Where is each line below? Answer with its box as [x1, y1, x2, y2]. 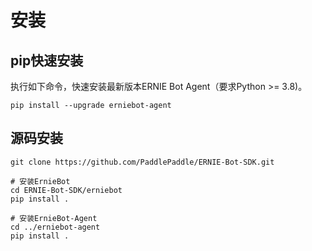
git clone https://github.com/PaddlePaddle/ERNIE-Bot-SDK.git [10, 157, 275, 167]
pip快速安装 [10, 52, 84, 69]
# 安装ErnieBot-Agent [10, 213, 98, 223]
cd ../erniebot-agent [10, 222, 101, 232]
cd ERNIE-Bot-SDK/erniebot [10, 185, 123, 195]
